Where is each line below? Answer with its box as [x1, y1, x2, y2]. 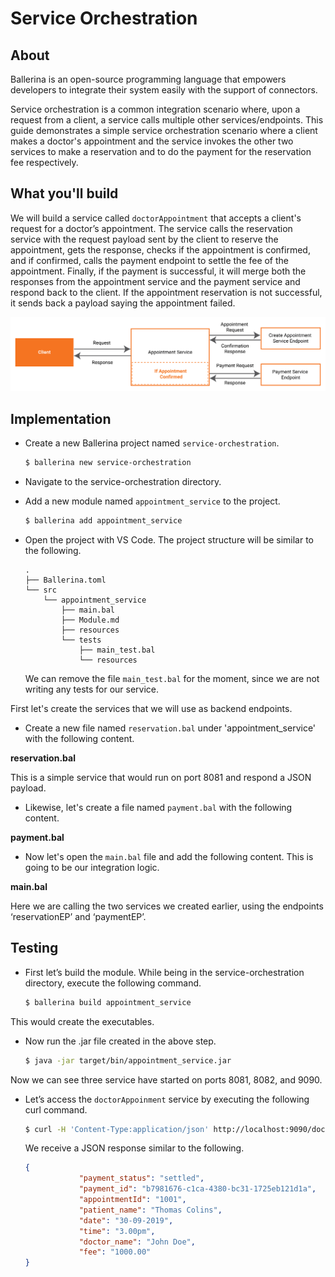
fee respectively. [10, 157, 79, 168]
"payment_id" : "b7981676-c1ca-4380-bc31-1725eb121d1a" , [78, 1184, 317, 1194]
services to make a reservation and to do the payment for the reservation [10, 146, 312, 157]
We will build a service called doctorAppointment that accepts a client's [10, 212, 302, 224]
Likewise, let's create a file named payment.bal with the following [24, 801, 293, 813]
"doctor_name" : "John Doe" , [78, 1237, 196, 1247]
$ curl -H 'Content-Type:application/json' [24, 1124, 210, 1134]
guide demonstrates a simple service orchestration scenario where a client [10, 125, 318, 136]
